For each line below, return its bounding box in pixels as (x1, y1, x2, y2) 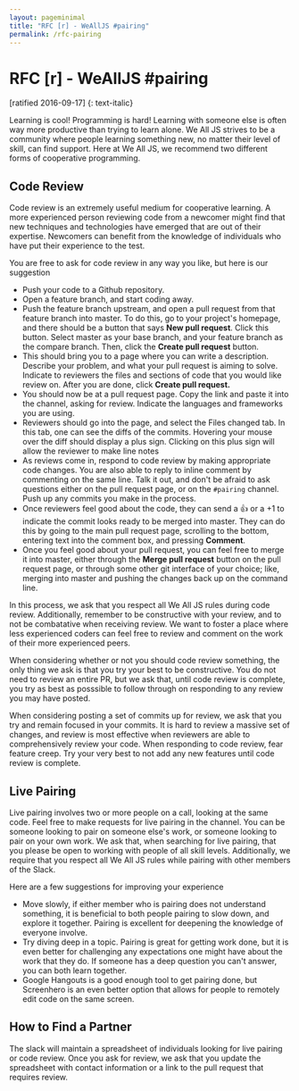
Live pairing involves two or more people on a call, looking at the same (9, 807, 269, 818)
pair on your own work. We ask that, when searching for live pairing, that (9, 836, 277, 846)
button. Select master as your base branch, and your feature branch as (21, 332, 284, 343)
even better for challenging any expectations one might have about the (21, 945, 283, 956)
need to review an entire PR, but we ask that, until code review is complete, (9, 674, 286, 685)
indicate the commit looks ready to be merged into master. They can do (21, 516, 286, 527)
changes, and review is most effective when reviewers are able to (9, 729, 251, 740)
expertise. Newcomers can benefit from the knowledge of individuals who (9, 231, 281, 242)
